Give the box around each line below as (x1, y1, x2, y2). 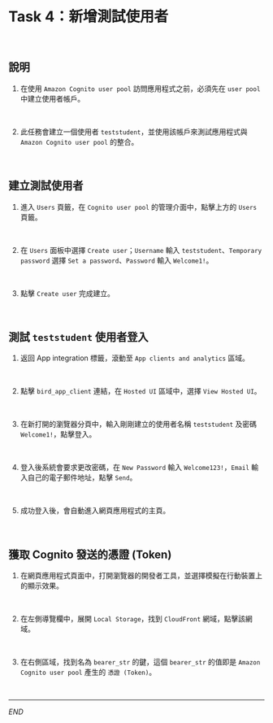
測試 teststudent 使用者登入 (8, 330, 149, 344)
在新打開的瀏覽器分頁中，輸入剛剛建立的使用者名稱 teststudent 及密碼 (19, 420, 258, 429)
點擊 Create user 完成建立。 (19, 288, 115, 298)
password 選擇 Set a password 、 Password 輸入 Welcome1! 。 (19, 255, 214, 265)
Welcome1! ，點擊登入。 (19, 429, 97, 439)
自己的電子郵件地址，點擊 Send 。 (27, 473, 137, 482)
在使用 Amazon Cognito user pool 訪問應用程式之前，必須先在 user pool (19, 83, 261, 94)
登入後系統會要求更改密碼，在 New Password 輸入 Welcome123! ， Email (19, 463, 250, 473)
